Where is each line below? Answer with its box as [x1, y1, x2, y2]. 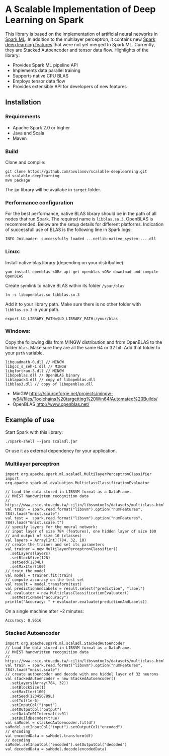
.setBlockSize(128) [10, 555, 51, 560]
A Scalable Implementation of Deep [5, 4, 156, 15]
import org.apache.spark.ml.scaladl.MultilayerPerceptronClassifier [5, 472, 152, 477]
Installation [5, 98, 41, 107]
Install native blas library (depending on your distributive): [5, 259, 125, 265]
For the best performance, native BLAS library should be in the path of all [5, 210, 157, 217]
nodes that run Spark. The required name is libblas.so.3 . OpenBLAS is [5, 216, 153, 222]
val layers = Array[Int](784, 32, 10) [5, 538, 87, 543]
